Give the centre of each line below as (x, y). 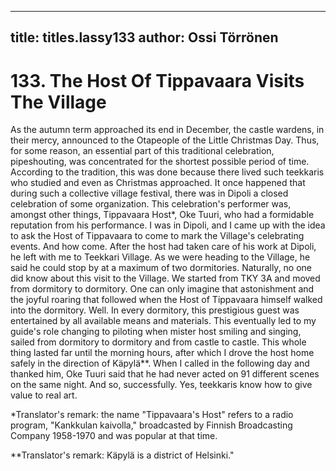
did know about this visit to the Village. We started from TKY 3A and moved (165, 278)
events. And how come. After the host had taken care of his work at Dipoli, (163, 247)
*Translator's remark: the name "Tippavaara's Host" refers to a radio (152, 415)
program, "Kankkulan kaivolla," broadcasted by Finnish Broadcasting (151, 425)
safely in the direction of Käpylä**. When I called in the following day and (160, 363)
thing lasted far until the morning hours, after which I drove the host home (162, 353)
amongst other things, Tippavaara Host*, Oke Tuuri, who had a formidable (162, 215)
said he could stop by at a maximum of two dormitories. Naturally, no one (161, 268)
